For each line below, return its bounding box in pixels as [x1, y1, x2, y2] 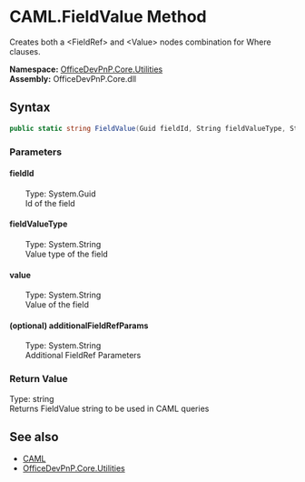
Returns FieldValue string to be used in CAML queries [9, 403, 210, 414]
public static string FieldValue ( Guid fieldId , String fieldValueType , [9, 124, 286, 133]
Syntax [9, 100, 51, 115]
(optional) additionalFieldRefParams [9, 320, 149, 331]
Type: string [9, 393, 54, 404]
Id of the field [25, 197, 75, 208]
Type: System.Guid [25, 188, 96, 199]
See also [9, 429, 59, 445]
